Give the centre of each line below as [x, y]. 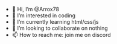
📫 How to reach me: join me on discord [62, 35]
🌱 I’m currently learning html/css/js [55, 22]
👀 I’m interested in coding [44, 15]
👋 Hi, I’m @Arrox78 [35, 9]
